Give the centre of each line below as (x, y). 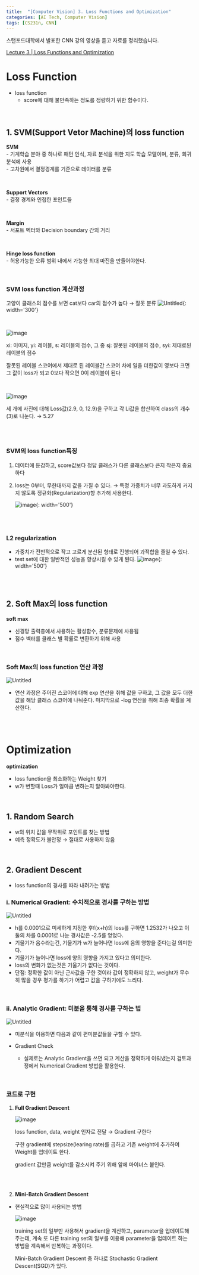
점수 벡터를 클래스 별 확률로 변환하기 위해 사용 (68, 638)
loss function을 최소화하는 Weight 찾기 (61, 779)
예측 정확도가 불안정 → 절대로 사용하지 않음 (65, 839)
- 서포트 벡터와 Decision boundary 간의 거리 (58, 230)
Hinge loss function (31, 253)
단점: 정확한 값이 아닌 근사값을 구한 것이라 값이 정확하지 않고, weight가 (97, 972)
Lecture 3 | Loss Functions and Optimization (60, 52)
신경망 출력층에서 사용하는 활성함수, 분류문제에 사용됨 (77, 631)
